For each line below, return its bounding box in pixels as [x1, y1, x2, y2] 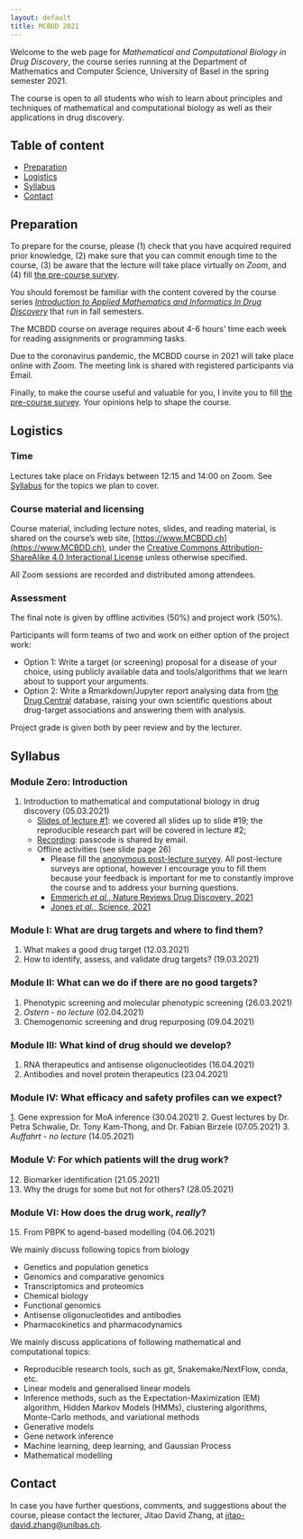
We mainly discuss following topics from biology [10, 1244, 190, 1255]
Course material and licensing [10, 502, 145, 515]
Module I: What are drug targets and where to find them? [10, 924, 264, 936]
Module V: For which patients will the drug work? [10, 1154, 229, 1166]
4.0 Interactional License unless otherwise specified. [51, 552, 248, 563]
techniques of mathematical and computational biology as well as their [10, 102, 273, 113]
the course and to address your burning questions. [50, 882, 239, 893]
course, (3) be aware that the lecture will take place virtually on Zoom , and [10, 260, 287, 271]
